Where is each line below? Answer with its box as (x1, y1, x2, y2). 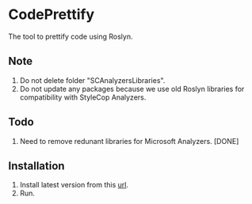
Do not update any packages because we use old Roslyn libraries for (19, 84, 245, 93)
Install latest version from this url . (19, 180, 129, 190)
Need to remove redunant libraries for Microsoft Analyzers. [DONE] (19, 136, 239, 145)
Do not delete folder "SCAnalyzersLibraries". (19, 75, 166, 85)
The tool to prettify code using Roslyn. (8, 32, 133, 41)
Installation (8, 159, 65, 172)
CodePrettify (8, 6, 95, 24)
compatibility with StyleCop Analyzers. (19, 93, 147, 102)
